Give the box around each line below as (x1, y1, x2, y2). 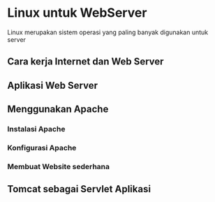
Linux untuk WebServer (7, 5, 147, 21)
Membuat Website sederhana (7, 161, 110, 171)
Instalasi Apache (7, 124, 66, 134)
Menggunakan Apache (7, 103, 109, 115)
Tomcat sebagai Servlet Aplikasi (7, 183, 151, 195)
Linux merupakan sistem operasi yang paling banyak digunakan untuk (7, 28, 209, 36)
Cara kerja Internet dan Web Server (7, 56, 164, 68)
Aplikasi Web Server (7, 79, 98, 92)
